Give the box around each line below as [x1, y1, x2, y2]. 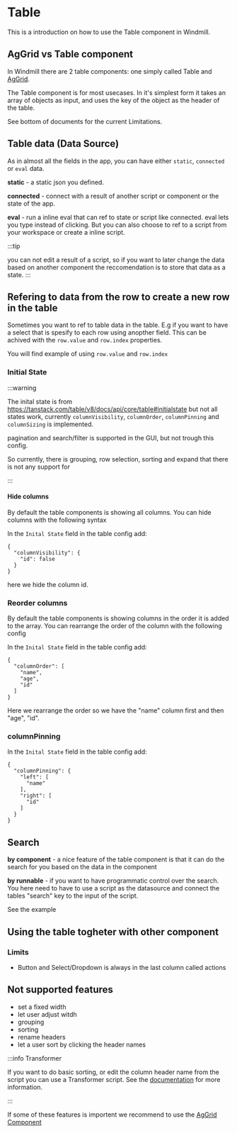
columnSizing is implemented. [7, 420, 94, 428]
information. [7, 1083, 43, 1091]
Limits [7, 947, 30, 957]
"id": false [20, 555, 55, 562]
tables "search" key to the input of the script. [7, 891, 139, 900]
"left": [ [20, 774, 50, 781]
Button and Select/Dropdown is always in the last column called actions [17, 963, 226, 971]
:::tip [7, 242, 21, 250]
